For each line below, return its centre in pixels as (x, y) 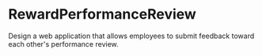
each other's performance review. (63, 44)
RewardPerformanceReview (102, 14)
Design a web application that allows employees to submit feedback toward (131, 36)
